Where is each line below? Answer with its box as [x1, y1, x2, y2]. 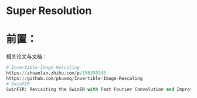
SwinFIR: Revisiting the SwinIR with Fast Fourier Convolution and [6, 86, 175, 92]
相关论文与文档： [6, 53, 47, 60]
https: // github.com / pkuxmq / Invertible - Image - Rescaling [6, 75, 143, 81]
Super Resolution [6, 4, 92, 17]
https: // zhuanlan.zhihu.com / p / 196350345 [6, 70, 107, 76]
